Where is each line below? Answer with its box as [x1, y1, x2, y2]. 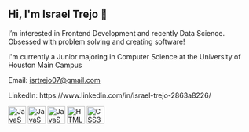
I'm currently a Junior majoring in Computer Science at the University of [8, 52, 241, 61]
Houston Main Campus [8, 60, 82, 70]
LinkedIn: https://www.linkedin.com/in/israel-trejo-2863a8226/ [8, 91, 212, 100]
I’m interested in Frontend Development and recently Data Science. [8, 28, 225, 37]
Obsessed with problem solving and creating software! [8, 37, 185, 46]
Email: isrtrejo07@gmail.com [8, 75, 101, 84]
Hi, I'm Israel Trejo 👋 [8, 8, 108, 21]
